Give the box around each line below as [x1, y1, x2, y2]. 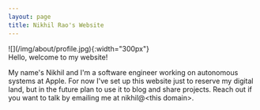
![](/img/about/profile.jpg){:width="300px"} [8, 44, 150, 53]
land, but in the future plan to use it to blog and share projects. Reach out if [8, 84, 253, 94]
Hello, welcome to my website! [8, 52, 108, 62]
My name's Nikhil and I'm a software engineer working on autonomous [8, 67, 239, 77]
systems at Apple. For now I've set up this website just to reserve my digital [8, 76, 254, 85]
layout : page [8, 13, 51, 21]
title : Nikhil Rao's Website [8, 21, 104, 29]
